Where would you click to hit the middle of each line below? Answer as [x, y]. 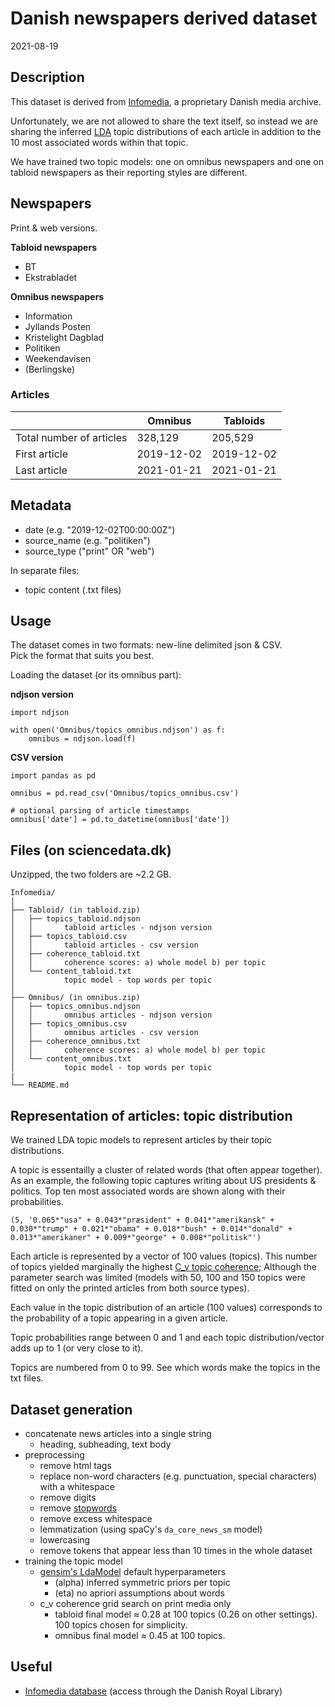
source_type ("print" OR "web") [89, 551]
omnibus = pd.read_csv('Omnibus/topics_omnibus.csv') [125, 793]
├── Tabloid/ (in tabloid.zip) [75, 910]
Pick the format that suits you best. [82, 656]
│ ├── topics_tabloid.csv [69, 937]
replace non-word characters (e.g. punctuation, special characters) [178, 1476]
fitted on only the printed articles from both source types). [130, 1288]
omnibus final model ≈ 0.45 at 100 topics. [140, 1635]
